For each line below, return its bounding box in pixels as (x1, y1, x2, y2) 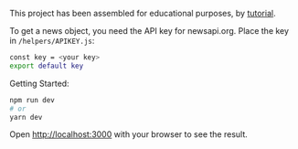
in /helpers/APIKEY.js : (9, 36, 95, 46)
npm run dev (9, 95, 55, 104)
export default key (9, 61, 84, 70)
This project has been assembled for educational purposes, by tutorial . (9, 8, 276, 18)
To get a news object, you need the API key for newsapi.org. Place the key (9, 26, 290, 36)
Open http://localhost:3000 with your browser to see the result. (9, 129, 249, 140)
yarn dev (9, 112, 43, 122)
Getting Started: (9, 78, 70, 89)
